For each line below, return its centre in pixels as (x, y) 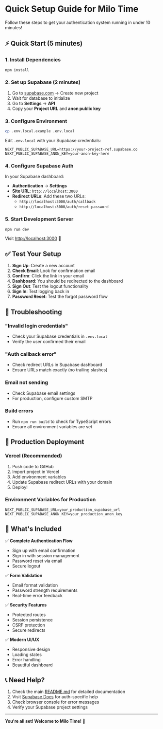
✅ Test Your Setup (33, 254)
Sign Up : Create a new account (43, 266)
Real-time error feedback (37, 595)
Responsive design (31, 649)
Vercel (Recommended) (33, 456)
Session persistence (32, 620)
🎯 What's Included (33, 529)
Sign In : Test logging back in (41, 292)
